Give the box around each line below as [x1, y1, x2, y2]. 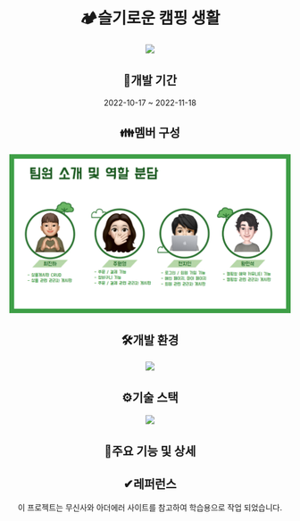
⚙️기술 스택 [121, 390, 179, 406]
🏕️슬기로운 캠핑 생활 [79, 8, 221, 29]
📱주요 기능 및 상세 [104, 443, 196, 459]
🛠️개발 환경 [121, 333, 179, 348]
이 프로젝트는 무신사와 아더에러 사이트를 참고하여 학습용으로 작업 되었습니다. [17, 501, 283, 513]
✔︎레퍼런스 [123, 476, 177, 492]
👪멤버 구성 [120, 126, 180, 141]
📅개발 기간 [122, 73, 178, 88]
